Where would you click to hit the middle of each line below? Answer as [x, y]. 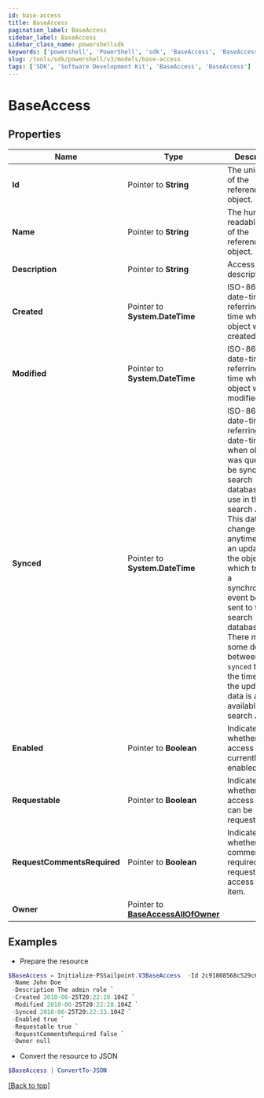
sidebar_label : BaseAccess [52, 37]
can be [240, 809]
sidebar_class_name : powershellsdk [66, 45]
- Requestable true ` [45, 1026]
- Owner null [31, 1041]
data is [240, 695]
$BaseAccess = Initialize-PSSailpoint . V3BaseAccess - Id [103, 975]
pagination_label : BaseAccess [58, 30]
